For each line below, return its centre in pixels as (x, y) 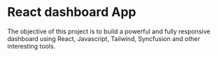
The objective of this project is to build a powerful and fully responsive (109, 31)
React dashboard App (72, 12)
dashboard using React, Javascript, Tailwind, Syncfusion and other (104, 38)
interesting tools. (31, 46)
